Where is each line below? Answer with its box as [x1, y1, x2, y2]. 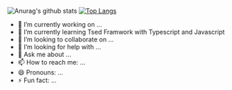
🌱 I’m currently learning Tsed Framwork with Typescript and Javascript [17, 28, 225, 36]
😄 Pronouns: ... [17, 68, 64, 77]
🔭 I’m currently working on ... [17, 20, 102, 28]
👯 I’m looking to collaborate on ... [17, 35, 114, 44]
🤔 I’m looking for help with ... [17, 43, 101, 51]
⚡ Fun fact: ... [17, 76, 57, 84]
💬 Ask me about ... [17, 50, 72, 58]
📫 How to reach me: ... [17, 58, 86, 66]
